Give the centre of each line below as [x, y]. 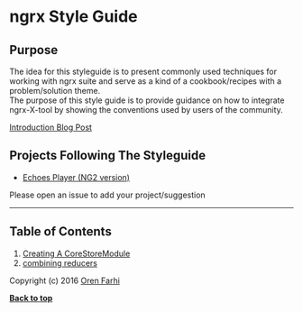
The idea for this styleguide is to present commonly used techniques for [143, 71]
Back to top [31, 298]
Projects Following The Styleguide [107, 156]
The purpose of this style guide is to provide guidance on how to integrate [147, 100]
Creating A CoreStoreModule [76, 253]
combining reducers [60, 262]
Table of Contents [61, 232]
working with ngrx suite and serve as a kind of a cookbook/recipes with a [146, 81]
